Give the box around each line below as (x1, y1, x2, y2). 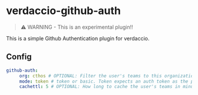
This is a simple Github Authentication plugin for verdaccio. (6, 35, 150, 42)
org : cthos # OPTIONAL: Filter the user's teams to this (19, 73, 162, 79)
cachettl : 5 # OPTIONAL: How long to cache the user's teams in (19, 84, 181, 90)
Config (6, 52, 32, 62)
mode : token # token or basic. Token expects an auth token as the (19, 78, 189, 84)
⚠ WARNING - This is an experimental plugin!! (20, 23, 134, 30)
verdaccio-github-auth (6, 4, 121, 18)
